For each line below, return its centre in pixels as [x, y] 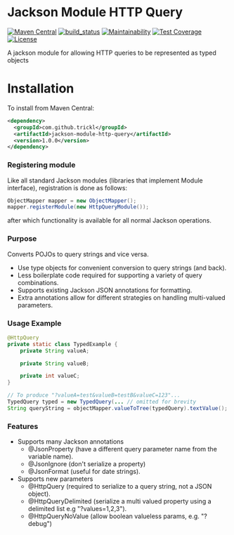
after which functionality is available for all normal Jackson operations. [110, 220]
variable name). [51, 456]
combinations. [38, 282]
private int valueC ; [50, 376]
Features [23, 426]
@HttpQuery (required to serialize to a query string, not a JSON [120, 487]
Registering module [41, 165]
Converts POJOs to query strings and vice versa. [78, 254]
